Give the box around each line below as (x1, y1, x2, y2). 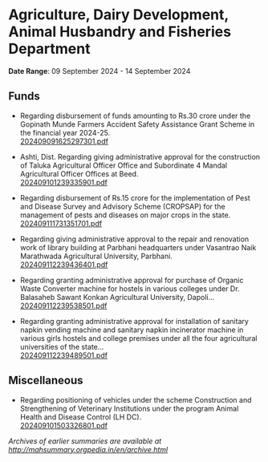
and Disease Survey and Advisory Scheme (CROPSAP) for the (19, 201, 226, 211)
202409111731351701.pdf (19, 218, 103, 228)
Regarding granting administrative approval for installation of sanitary (19, 316, 249, 326)
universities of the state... (19, 342, 104, 351)
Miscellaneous (8, 374, 83, 387)
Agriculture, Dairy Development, (8, 6, 229, 24)
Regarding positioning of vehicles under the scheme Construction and (19, 395, 252, 404)
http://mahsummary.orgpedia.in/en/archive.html (8, 444, 169, 454)
